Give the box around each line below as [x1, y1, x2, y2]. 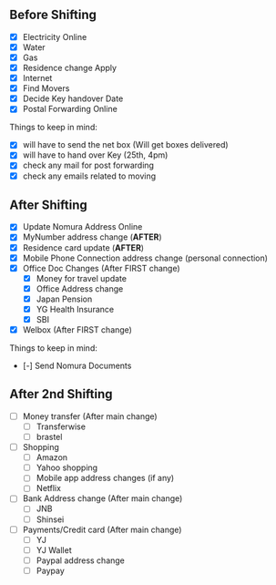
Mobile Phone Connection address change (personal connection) [22, 252, 269, 263]
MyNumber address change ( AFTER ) [22, 231, 162, 242]
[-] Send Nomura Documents [22, 360, 132, 372]
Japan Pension [36, 293, 93, 304]
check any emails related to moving [22, 170, 157, 181]
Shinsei [36, 514, 65, 525]
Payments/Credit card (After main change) [22, 524, 182, 535]
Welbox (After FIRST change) [22, 324, 132, 335]
